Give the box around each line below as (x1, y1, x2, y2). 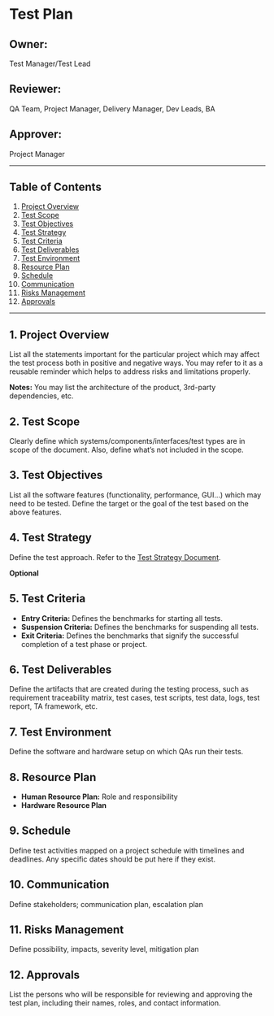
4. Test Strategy (9, 531, 92, 545)
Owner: (9, 37, 48, 51)
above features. (9, 507, 62, 517)
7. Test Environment (9, 725, 112, 739)
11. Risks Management (9, 923, 124, 936)
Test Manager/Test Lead (9, 59, 91, 68)
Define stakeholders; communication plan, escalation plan (9, 899, 204, 909)
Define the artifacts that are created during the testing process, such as (9, 684, 249, 694)
